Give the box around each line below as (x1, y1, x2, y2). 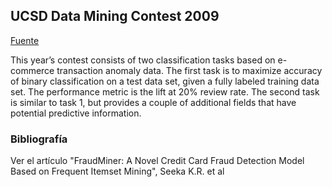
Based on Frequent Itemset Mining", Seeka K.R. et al (10, 165, 225, 178)
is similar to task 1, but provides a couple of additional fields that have (10, 96, 297, 108)
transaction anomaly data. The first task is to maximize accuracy (56, 64, 323, 76)
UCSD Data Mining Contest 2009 (10, 8, 220, 25)
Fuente (10, 34, 40, 46)
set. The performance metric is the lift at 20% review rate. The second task (10, 85, 320, 98)
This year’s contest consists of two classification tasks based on (10, 54, 276, 66)
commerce (10, 64, 55, 76)
